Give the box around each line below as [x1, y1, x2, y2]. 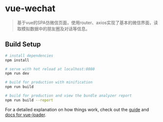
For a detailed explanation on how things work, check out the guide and [5, 106, 149, 112]
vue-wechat [5, 3, 56, 14]
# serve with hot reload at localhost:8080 [5, 66, 95, 71]
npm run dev [5, 71, 29, 76]
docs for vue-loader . [5, 112, 46, 118]
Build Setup [5, 40, 41, 49]
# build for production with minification [5, 80, 93, 85]
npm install [5, 58, 29, 62]
